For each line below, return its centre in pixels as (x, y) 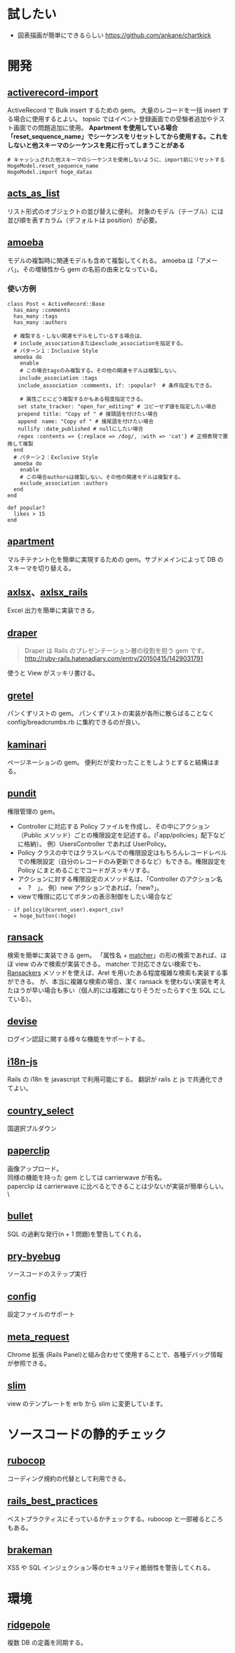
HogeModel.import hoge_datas (50, 172)
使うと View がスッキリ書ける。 (53, 673)
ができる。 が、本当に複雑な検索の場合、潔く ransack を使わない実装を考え (116, 981)
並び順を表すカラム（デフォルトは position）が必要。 (84, 220)
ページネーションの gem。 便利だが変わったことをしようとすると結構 (107, 762)
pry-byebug (34, 1256)
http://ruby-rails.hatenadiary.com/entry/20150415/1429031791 (114, 659)
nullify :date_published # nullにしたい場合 (80, 429)
